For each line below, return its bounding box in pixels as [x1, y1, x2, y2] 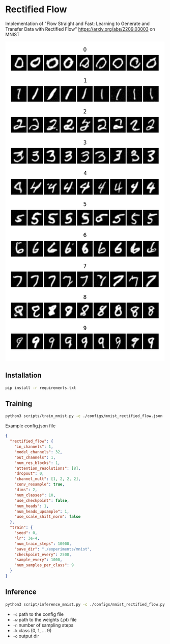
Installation [5, 371, 42, 380]
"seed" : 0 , [14, 531, 38, 536]
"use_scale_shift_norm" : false [14, 514, 81, 519]
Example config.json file [5, 423, 56, 429]
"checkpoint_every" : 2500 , [14, 552, 72, 557]
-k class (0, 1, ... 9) [12, 627, 52, 633]
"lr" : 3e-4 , [14, 536, 40, 541]
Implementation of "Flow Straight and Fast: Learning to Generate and [5, 20, 150, 27]
